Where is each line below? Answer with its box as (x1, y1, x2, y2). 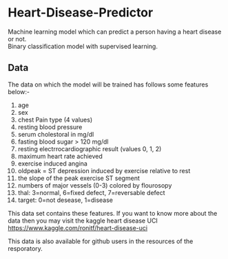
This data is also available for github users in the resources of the (8, 237, 194, 245)
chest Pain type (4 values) (17, 115, 93, 124)
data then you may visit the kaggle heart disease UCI (8, 216, 158, 225)
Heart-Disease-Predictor (8, 5, 154, 21)
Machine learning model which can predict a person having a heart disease (8, 27, 222, 36)
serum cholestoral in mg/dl (17, 130, 94, 138)
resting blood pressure (17, 122, 83, 131)
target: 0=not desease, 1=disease (17, 196, 113, 204)
